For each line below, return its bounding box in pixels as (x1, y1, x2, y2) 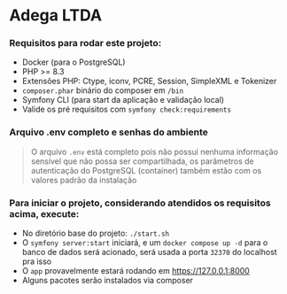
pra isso (21, 256, 52, 267)
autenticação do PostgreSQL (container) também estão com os (30, 165, 262, 175)
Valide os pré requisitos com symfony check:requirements (21, 104, 232, 115)
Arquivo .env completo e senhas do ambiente (9, 126, 208, 138)
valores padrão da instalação (30, 174, 137, 185)
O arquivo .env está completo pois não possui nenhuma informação (30, 146, 279, 157)
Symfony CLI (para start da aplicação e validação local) (21, 95, 224, 105)
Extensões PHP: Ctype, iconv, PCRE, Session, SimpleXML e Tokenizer (21, 76, 277, 87)
